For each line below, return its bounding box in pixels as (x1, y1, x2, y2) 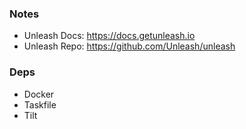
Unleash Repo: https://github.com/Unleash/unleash (23, 40, 236, 52)
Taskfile (23, 98, 57, 111)
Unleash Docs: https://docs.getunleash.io (23, 30, 196, 42)
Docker (23, 88, 55, 100)
